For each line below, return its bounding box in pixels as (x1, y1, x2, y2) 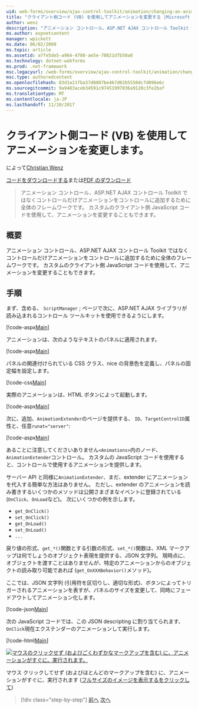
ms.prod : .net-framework (6, 63, 67, 69)
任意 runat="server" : (21, 422, 71, 430)
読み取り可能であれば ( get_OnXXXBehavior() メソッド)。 (21, 566, 155, 574)
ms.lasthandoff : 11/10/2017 (6, 101, 75, 108)
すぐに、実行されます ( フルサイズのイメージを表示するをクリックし (26, 677, 190, 684)
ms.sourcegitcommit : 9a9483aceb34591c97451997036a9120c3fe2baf (6, 85, 165, 91)
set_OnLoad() (14, 528, 47, 534)
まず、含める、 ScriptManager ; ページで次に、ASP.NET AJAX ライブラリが (6, 304, 187, 312)
